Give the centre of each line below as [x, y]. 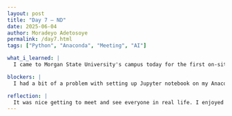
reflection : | [28, 96]
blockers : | [24, 77]
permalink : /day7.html [40, 39]
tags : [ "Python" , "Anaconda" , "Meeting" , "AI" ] [77, 46]
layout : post [26, 13]
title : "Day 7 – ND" [37, 20]
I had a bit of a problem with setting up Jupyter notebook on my [111, 84]
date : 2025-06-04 [32, 26]
